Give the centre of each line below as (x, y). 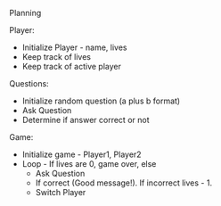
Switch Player (61, 192)
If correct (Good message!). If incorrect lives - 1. (123, 183)
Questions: (29, 83)
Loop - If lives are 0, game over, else (89, 164)
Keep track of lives (57, 57)
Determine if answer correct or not (86, 120)
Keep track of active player (72, 66)
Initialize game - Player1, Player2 (82, 154)
